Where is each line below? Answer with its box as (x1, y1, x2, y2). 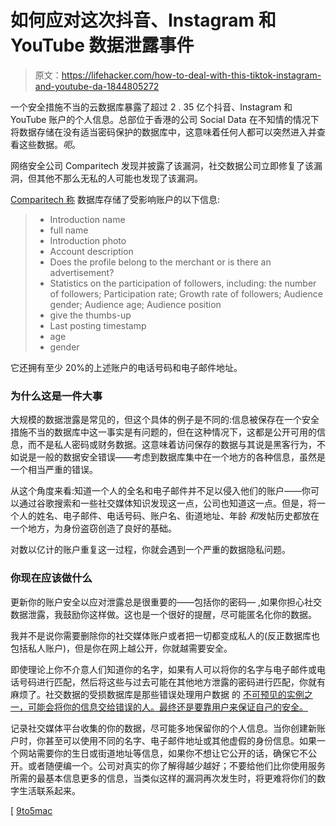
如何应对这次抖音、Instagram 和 (10, 9, 277, 32)
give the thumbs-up (49, 309, 132, 321)
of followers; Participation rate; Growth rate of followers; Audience (49, 287, 323, 300)
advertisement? (49, 266, 115, 278)
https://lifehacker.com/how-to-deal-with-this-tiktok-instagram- (61, 69, 322, 81)
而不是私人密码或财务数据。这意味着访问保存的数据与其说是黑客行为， (27, 439, 317, 451)
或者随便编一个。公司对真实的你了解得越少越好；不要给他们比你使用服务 (27, 759, 326, 771)
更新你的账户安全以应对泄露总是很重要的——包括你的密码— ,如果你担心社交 (10, 596, 322, 608)
